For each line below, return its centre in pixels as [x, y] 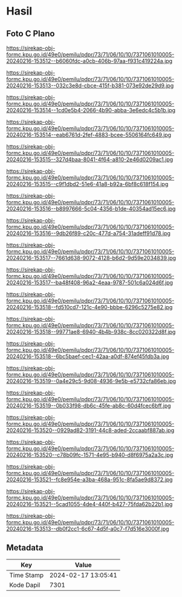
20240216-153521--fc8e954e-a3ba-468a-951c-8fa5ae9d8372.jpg [89, 479]
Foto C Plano [31, 34]
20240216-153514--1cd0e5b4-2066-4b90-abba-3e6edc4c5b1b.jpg [91, 110]
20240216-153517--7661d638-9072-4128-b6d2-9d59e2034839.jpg [91, 258]
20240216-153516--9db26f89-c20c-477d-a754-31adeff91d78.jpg [89, 233]
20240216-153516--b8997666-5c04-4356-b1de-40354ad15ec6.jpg [91, 208]
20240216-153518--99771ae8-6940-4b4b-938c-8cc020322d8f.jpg [91, 332]
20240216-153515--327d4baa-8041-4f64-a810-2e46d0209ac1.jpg [90, 159]
